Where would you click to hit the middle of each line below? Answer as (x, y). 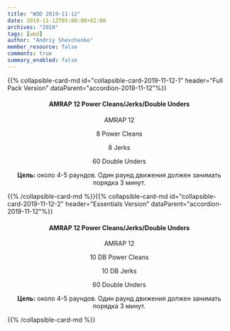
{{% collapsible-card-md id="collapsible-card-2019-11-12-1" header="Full (115, 80)
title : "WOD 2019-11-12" (44, 14)
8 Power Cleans (119, 134)
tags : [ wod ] (25, 34)
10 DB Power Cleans (119, 257)
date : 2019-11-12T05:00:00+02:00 (57, 21)
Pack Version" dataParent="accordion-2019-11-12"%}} (87, 88)
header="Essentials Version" (107, 204)
